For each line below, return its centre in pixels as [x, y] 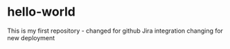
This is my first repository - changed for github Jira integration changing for [115, 31]
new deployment [31, 37]
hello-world [42, 12]
